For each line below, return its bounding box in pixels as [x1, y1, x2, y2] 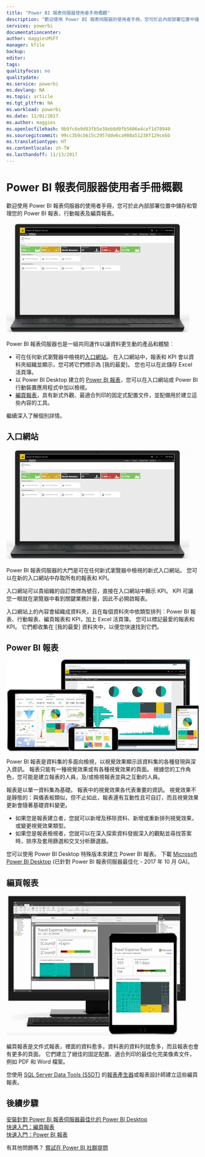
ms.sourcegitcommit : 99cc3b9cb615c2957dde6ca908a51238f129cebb [6, 132, 171, 139]
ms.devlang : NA [6, 87, 45, 93]
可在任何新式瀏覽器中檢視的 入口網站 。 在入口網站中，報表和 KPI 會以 [15, 353, 189, 360]
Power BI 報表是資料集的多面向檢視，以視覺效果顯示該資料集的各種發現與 [6, 758, 191, 765]
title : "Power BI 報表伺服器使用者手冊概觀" [6, 10, 110, 16]
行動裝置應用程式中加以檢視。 [15, 384, 90, 391]
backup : [6, 49, 26, 55]
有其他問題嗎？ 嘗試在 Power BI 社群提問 [6, 1144, 109, 1151]
